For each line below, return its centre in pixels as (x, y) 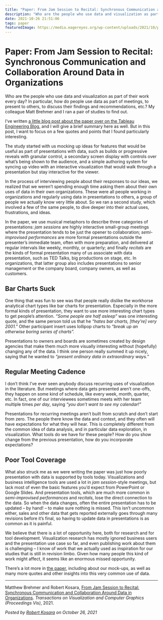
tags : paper (17, 23)
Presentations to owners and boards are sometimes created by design (75, 341)
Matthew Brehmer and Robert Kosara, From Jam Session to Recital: (72, 587)
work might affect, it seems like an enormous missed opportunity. (71, 559)
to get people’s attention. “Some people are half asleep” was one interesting (81, 316)
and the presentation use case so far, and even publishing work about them (81, 543)
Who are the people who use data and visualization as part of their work (77, 96)
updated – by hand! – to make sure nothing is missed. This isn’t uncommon (80, 508)
